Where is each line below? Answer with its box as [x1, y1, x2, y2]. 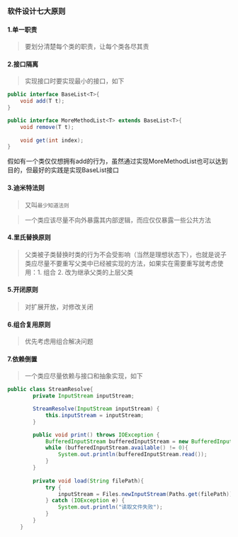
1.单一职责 [7, 25, 38, 33]
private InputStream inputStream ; [33, 392, 135, 400]
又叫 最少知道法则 [24, 200, 69, 209]
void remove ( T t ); [20, 123, 74, 130]
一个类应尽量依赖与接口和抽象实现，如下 [24, 372, 143, 380]
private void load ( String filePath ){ [33, 477, 144, 485]
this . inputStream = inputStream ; [45, 412, 144, 419]
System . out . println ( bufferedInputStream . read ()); [57, 451, 208, 458]
